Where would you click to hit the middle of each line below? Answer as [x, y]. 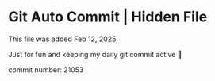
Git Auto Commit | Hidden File [108, 17]
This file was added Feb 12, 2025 [62, 39]
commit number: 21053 [46, 69]
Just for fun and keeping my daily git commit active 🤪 [95, 54]
